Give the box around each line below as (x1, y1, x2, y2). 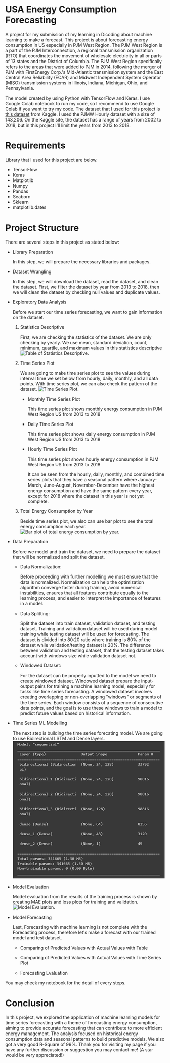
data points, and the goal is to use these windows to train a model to (20, 705, 163, 711)
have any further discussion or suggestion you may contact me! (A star (5, 1046, 153, 1053)
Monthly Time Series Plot (27, 396, 80, 402)
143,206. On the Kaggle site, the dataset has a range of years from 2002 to (5, 116, 162, 123)
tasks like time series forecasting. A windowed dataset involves (20, 688, 152, 694)
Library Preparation (12, 249, 53, 255)
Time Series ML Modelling (12, 720, 67, 726)
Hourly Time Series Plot (27, 446, 77, 452)
